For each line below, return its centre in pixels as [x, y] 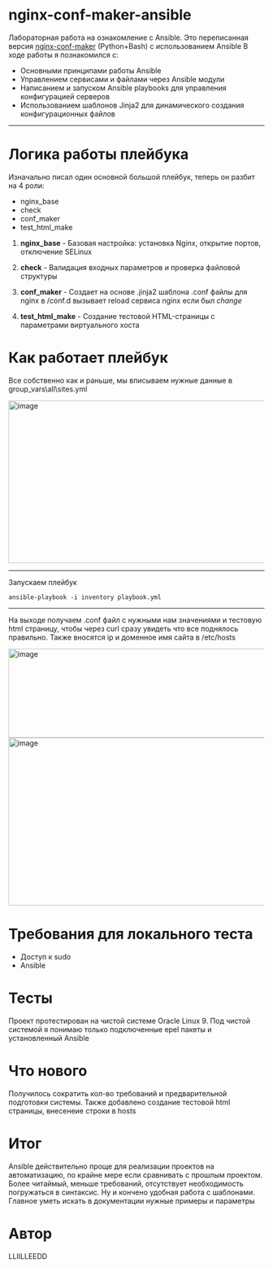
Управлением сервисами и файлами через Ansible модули [122, 79]
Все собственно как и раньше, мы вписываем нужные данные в [121, 380]
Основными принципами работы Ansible [91, 70]
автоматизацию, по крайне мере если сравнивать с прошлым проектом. [136, 1174]
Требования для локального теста [131, 934]
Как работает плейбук [88, 358]
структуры [39, 276]
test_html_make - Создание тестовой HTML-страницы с [117, 316]
